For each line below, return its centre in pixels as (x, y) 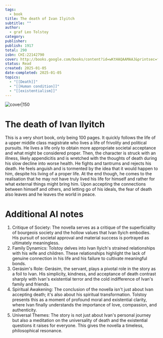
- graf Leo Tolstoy (29, 32)
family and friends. (31, 284)
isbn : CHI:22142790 (25, 55)
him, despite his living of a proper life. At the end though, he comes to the (78, 174)
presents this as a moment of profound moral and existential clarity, (79, 300)
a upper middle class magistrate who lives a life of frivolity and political (76, 143)
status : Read (18, 64)
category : (15, 37)
